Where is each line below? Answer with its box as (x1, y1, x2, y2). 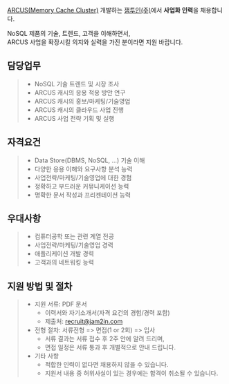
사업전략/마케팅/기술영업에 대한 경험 (34, 173, 132, 182)
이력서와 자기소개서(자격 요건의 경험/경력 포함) (44, 309, 170, 317)
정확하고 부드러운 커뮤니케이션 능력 (34, 182, 129, 190)
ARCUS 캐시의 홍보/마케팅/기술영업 (34, 97, 131, 105)
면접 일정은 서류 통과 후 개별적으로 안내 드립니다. (44, 343, 176, 352)
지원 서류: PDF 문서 (34, 300, 88, 309)
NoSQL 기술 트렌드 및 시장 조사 (34, 79, 120, 88)
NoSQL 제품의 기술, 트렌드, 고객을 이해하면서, (7, 30, 131, 37)
